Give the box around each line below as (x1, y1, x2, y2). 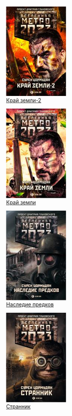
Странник (6, 403, 31, 410)
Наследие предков (6, 301, 54, 308)
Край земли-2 (6, 97, 41, 104)
